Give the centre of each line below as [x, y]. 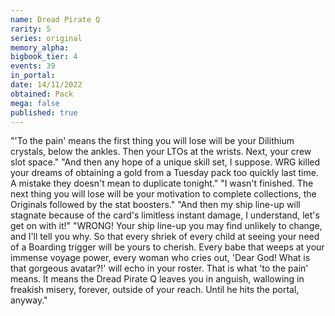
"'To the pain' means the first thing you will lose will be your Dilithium [152, 141]
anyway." [29, 300]
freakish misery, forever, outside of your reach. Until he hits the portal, [155, 290]
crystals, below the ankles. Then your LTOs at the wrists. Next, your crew [161, 152]
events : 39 [33, 66]
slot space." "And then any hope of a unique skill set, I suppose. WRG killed [165, 162]
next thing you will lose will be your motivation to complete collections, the [163, 194]
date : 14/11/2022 [46, 85]
